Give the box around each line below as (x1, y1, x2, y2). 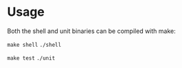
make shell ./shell (7, 41, 62, 48)
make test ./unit (7, 54, 56, 62)
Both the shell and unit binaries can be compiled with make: (7, 27, 177, 35)
